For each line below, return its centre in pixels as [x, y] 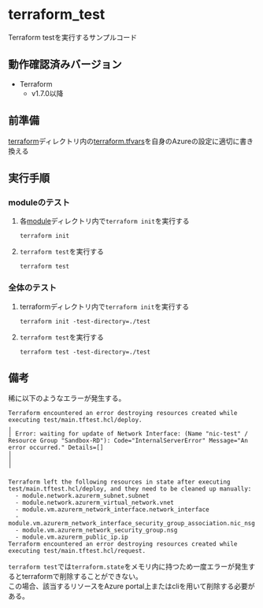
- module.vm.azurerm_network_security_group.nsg [96, 530]
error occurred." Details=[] [56, 448]
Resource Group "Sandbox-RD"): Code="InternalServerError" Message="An [128, 441]
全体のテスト [33, 287]
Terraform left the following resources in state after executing [119, 482]
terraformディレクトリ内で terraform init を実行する [104, 306]
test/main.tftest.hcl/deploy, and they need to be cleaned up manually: [130, 489]
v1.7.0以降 [47, 93]
